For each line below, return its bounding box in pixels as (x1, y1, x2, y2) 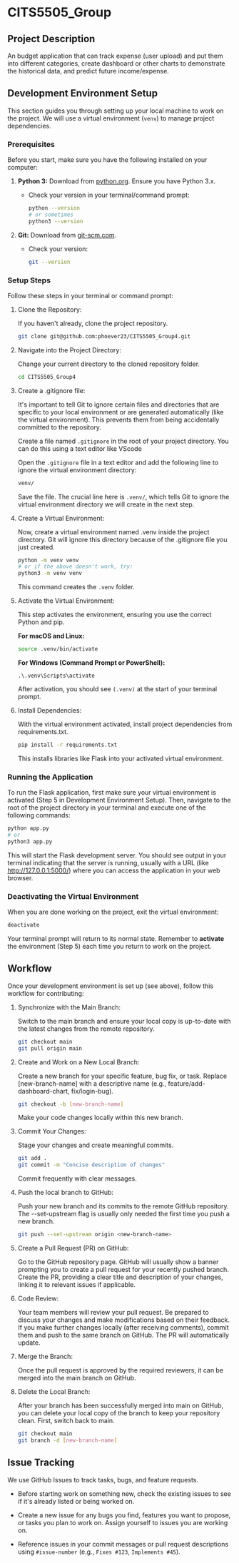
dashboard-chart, (17, 1086, 70, 1095)
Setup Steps (7, 275, 51, 285)
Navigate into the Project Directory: (17, 345, 122, 354)
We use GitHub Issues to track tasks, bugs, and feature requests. (7, 1475, 198, 1484)
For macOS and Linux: (17, 632, 85, 641)
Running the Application (7, 772, 93, 782)
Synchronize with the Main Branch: (17, 1003, 121, 1012)
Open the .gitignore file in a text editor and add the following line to (17, 458, 219, 467)
